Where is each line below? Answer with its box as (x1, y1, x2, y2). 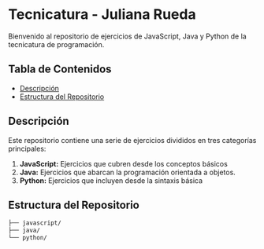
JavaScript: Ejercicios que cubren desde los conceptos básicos (19, 159, 229, 168)
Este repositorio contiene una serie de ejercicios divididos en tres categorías (8, 135, 257, 145)
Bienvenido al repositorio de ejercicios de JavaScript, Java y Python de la (8, 31, 247, 41)
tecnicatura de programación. (8, 39, 105, 49)
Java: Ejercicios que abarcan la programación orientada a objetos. (19, 167, 236, 177)
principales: (8, 144, 46, 153)
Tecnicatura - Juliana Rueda (8, 5, 196, 24)
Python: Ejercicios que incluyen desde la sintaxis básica (19, 175, 203, 185)
